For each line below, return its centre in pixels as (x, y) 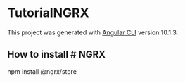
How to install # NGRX (56, 55)
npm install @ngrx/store (42, 71)
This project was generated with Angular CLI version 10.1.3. (93, 32)
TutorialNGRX (48, 13)
